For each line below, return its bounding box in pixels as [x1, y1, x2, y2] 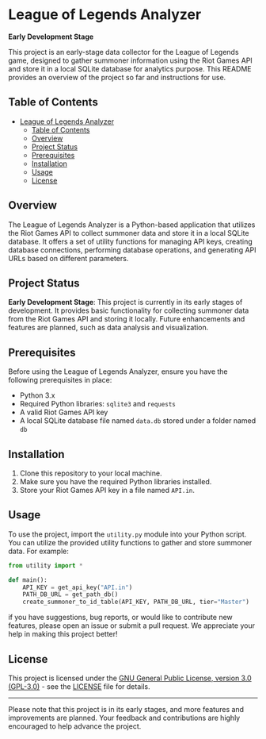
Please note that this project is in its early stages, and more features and [8, 705, 244, 714]
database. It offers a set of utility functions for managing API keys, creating [8, 237, 253, 246]
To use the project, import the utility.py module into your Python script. [8, 529, 247, 539]
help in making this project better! [8, 629, 118, 639]
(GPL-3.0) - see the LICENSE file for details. [8, 682, 150, 691]
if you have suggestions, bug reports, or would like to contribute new [8, 613, 234, 622]
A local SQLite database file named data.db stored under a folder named [19, 416, 256, 425]
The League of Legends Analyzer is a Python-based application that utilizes [8, 220, 256, 229]
